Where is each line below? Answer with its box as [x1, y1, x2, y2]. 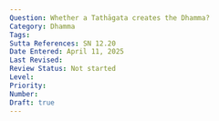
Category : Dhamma [9, 22, 76, 31]
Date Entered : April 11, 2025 [9, 47, 125, 56]
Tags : [9, 30, 30, 39]
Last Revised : [9, 55, 64, 65]
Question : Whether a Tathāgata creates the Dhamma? [9, 13, 210, 23]
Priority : [9, 81, 47, 90]
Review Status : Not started [9, 65, 117, 74]
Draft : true [9, 97, 55, 107]
